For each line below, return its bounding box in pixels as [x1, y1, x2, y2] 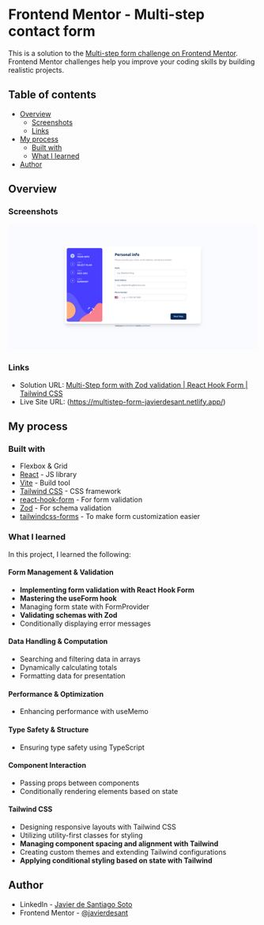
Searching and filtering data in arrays [19, 654, 141, 664]
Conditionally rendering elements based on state [19, 786, 179, 795]
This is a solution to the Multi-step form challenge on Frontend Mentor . [8, 48, 239, 58]
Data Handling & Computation [8, 637, 108, 646]
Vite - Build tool [19, 478, 71, 487]
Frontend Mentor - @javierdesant [19, 908, 129, 917]
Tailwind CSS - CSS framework [19, 487, 121, 496]
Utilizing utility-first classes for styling [19, 830, 143, 840]
